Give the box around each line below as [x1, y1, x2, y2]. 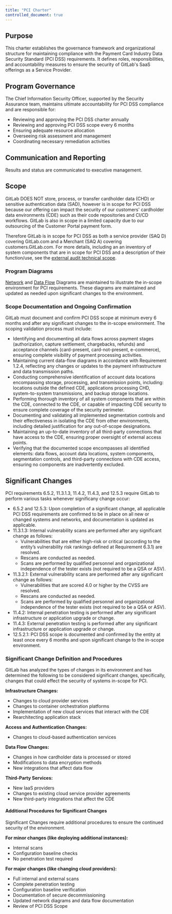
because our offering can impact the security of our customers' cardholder [5, 206, 164, 213]
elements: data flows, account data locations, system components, [12, 451, 155, 457]
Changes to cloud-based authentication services [12, 734, 117, 740]
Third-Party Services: [5, 775, 53, 781]
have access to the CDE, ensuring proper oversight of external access [12, 434, 162, 440]
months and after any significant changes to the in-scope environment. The [5, 320, 165, 326]
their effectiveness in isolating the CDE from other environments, [12, 418, 150, 424]
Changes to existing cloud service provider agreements [12, 790, 130, 797]
